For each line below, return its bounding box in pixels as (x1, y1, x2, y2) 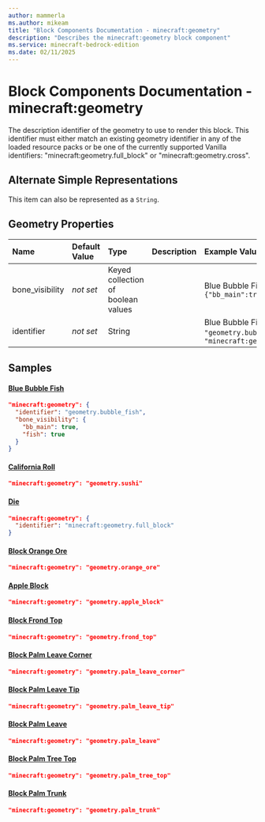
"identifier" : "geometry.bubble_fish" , (15, 408, 147, 416)
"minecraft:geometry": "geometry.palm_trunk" (8, 806, 160, 814)
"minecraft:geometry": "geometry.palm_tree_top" (8, 771, 171, 779)
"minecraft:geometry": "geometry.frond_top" (8, 633, 157, 641)
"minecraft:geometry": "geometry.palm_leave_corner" (8, 668, 185, 676)
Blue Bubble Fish (8, 383, 65, 392)
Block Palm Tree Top (8, 754, 77, 763)
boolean (107, 294, 138, 305)
